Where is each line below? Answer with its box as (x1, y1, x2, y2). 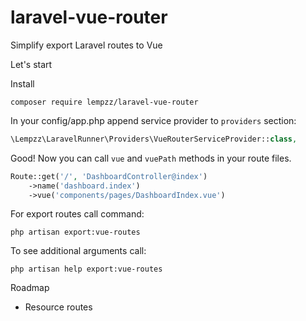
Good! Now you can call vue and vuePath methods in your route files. (10, 152, 292, 164)
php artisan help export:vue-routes (10, 264, 163, 275)
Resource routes (24, 301, 93, 313)
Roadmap (10, 282, 50, 294)
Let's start (10, 58, 53, 70)
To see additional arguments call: (10, 245, 147, 257)
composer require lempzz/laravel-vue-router (10, 97, 199, 107)
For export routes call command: (10, 208, 145, 220)
